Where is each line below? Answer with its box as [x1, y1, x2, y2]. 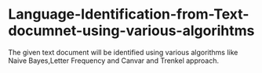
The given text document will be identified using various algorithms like [8, 47, 238, 57]
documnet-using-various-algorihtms [8, 22, 255, 40]
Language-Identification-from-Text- [8, 5, 249, 23]
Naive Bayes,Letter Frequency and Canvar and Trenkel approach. [8, 56, 220, 65]
